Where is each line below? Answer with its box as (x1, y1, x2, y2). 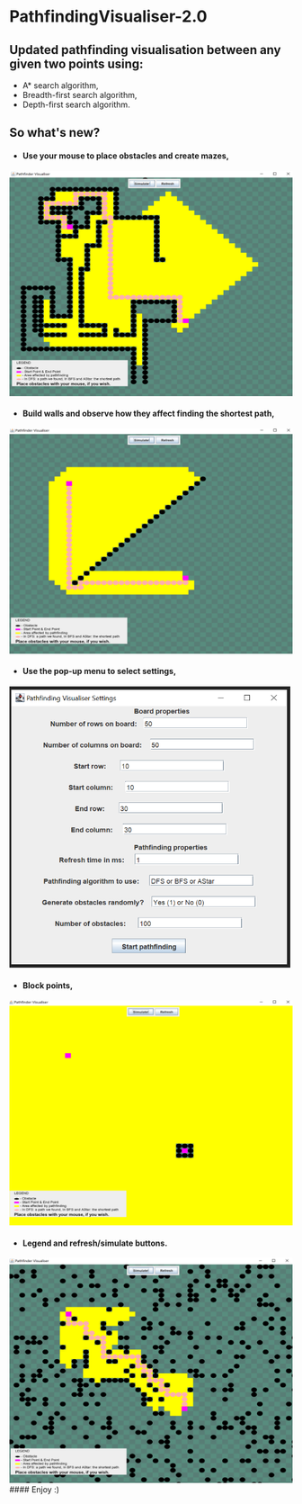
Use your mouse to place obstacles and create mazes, (22, 150, 229, 161)
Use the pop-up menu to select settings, (22, 666, 177, 677)
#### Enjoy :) (9, 1484, 60, 1495)
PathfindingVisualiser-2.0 (9, 6, 208, 27)
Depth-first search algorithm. (22, 99, 130, 110)
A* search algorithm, (22, 80, 99, 91)
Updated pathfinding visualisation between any (9, 42, 281, 58)
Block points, (22, 979, 74, 991)
